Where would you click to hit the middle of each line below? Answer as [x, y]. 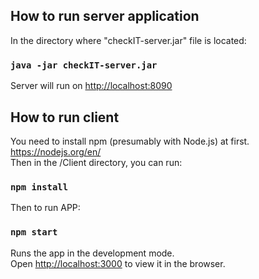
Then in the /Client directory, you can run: [96, 162]
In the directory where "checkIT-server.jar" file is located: [128, 40]
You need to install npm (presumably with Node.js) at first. [130, 141]
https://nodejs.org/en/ [56, 151]
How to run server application [105, 16]
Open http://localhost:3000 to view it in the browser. [118, 263]
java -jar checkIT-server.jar [84, 65]
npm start [34, 232]
